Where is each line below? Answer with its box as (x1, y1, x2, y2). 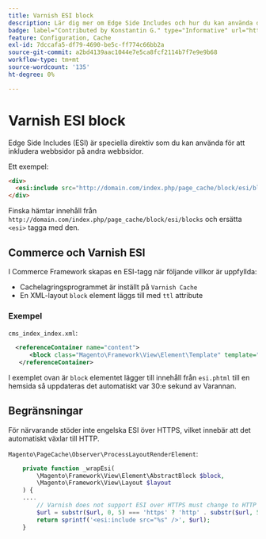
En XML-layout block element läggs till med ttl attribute (19, 291, 203, 300)
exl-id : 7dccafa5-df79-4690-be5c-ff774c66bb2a (8, 41, 165, 49)
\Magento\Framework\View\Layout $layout (36, 479, 172, 487)
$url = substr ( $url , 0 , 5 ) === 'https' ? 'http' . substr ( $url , (36, 508, 253, 516)
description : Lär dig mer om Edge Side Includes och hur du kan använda (8, 19, 253, 27)
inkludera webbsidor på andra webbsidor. (8, 146, 144, 155)
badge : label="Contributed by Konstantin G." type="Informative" (8, 26, 228, 34)
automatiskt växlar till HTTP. (8, 434, 101, 443)
